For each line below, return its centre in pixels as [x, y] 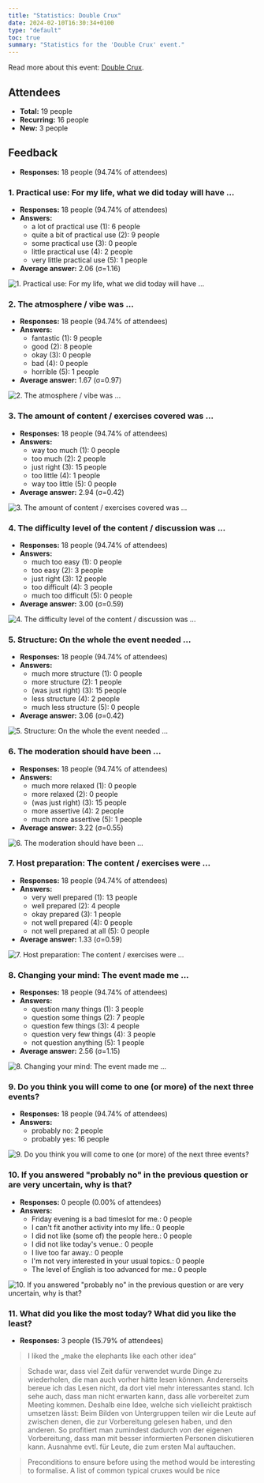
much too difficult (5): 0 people [82, 595]
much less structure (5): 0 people [86, 708]
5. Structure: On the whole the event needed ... [100, 640]
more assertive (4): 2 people [78, 810]
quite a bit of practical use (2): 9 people [95, 235]
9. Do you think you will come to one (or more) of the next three [131, 1087]
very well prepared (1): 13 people [84, 897]
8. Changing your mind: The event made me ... [99, 975]
